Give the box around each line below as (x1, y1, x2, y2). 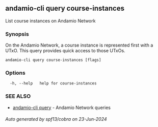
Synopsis (5, 30, 29, 37)
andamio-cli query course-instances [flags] (5, 57, 101, 63)
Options (5, 69, 25, 76)
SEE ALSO (5, 93, 31, 100)
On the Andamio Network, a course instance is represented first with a (5, 42, 153, 48)
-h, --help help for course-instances (10, 81, 97, 86)
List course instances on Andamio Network (5, 17, 96, 24)
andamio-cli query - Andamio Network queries (12, 104, 111, 111)
